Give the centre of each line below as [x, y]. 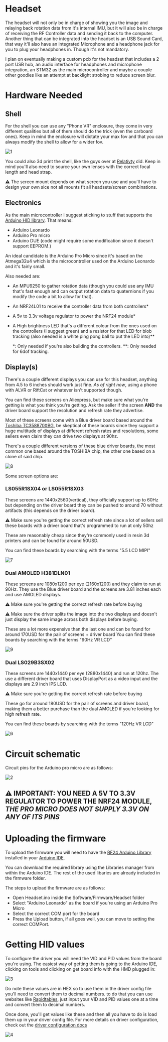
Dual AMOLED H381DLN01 [38, 573]
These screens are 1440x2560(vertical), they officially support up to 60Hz [82, 499]
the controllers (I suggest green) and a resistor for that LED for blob [82, 331]
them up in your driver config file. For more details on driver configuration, [82, 1019]
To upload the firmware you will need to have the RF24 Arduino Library [78, 852]
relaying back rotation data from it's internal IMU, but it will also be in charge [84, 28]
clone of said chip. [24, 456]
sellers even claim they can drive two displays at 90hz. [62, 436]
